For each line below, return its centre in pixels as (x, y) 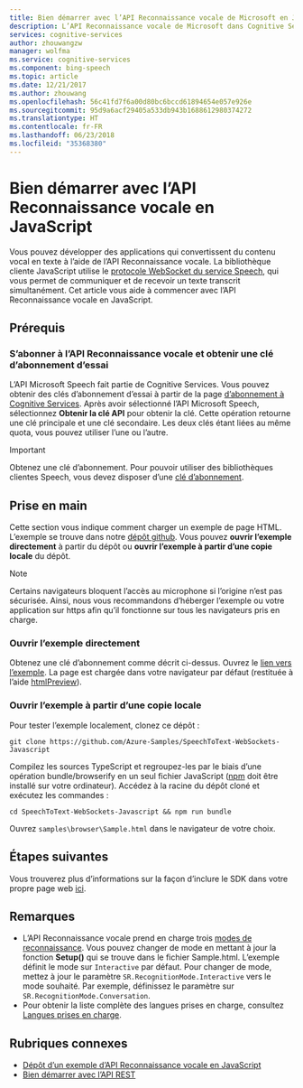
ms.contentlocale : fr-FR (56, 127)
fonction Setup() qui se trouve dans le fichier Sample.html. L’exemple (151, 957)
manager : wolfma (40, 51)
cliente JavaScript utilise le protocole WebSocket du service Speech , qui (144, 271)
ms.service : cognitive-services (70, 60)
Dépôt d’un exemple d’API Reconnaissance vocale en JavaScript (142, 1065)
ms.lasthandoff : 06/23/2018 (62, 135)
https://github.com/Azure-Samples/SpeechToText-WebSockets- (165, 741)
